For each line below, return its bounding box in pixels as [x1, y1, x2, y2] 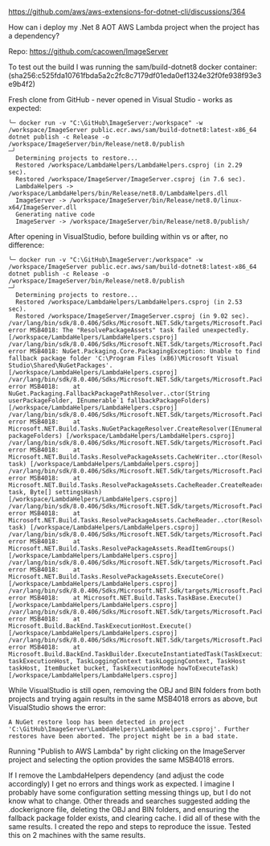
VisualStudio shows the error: [8, 703, 107, 712]
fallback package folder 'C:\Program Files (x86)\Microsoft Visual [8, 354, 239, 362]
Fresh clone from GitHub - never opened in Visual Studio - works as [8, 95, 233, 104]
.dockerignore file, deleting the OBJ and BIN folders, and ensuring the [8, 805, 239, 814]
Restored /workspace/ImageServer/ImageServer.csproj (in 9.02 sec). [15, 312, 250, 320]
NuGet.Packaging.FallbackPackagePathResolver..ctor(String [8, 390, 211, 398]
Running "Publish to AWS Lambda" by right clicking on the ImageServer [8, 746, 246, 756]
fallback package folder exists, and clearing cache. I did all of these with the [8, 813, 260, 823]
